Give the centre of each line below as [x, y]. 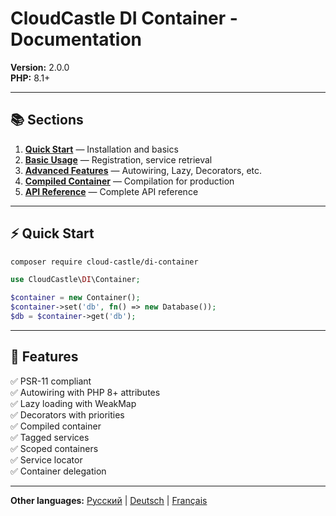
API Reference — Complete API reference [111, 191]
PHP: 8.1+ [30, 78]
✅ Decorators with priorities [67, 414]
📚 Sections [47, 120]
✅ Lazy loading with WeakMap [73, 403]
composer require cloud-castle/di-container [104, 262]
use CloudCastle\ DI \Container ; [75, 280]
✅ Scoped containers [54, 448]
